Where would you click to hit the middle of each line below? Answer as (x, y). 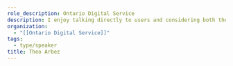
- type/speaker (35, 45)
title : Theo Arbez (34, 52)
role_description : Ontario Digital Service (71, 13)
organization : (28, 26)
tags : (15, 39)
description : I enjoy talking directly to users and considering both (111, 20)
